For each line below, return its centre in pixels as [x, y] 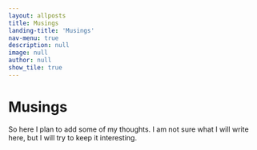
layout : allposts [37, 16]
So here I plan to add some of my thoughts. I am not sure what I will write [129, 129]
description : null [39, 45]
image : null [28, 53]
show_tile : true [35, 68]
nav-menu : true [34, 38]
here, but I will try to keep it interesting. [73, 137]
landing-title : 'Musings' [51, 30]
